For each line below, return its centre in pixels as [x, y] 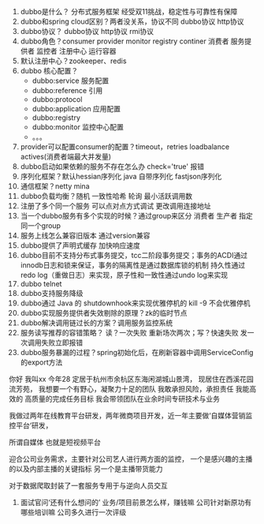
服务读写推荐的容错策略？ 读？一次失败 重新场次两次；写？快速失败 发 [134, 333]
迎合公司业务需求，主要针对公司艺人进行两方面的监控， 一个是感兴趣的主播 [131, 459]
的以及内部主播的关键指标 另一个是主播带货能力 [86, 469]
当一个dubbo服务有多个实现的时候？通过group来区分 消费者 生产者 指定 [136, 216]
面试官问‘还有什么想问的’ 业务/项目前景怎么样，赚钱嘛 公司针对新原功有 [136, 502]
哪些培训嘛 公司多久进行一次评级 [73, 512]
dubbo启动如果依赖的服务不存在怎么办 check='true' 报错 [112, 167]
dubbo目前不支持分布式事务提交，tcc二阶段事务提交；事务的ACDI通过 [134, 255]
